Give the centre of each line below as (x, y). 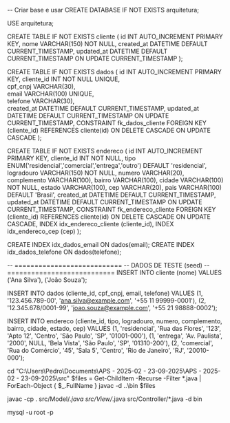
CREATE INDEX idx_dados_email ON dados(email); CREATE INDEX (101, 245)
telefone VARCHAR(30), (41, 101)
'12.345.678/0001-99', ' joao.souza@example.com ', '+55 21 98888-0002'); (113, 308)
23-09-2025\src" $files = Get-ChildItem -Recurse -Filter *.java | (111, 378)
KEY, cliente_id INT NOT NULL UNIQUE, (64, 79)
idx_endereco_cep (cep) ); (44, 231)
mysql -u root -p (30, 412)
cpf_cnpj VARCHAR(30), (41, 86)
